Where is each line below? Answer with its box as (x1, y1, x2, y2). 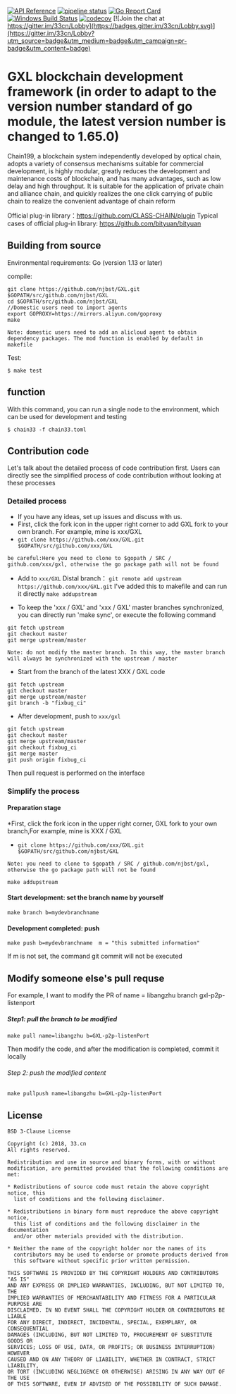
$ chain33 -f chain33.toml (7, 426, 87, 433)
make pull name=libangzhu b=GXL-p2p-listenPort (7, 1032, 150, 1039)
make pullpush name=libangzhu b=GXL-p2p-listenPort (7, 1090, 162, 1097)
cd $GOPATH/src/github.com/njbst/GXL (7, 298, 118, 305)
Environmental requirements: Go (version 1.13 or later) (7, 258, 163, 267)
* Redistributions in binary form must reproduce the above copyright (7, 1208, 219, 1215)
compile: (7, 272, 33, 280)
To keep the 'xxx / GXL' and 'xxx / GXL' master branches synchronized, (17, 603, 224, 611)
